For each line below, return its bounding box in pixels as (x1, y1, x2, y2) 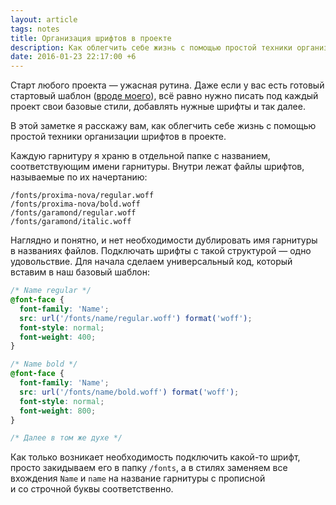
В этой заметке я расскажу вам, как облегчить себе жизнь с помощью (10, 120, 317, 132)
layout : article (10, 14, 78, 25)
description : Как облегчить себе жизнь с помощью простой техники (10, 42, 293, 53)
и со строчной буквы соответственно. (10, 483, 174, 495)
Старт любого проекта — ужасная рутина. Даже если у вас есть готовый (10, 79, 325, 91)
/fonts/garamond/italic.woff (10, 217, 132, 227)
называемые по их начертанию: (10, 171, 148, 183)
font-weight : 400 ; (19, 332, 97, 342)
